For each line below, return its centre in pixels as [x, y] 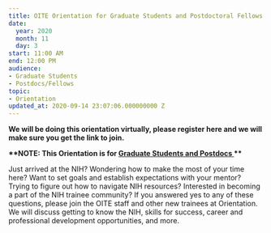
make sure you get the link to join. [67, 138]
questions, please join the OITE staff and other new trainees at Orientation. [133, 204]
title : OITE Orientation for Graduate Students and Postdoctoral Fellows [136, 16]
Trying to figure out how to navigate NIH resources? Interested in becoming [135, 186]
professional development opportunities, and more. [94, 221]
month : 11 [32, 38]
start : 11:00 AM [36, 53]
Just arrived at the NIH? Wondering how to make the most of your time [127, 169]
